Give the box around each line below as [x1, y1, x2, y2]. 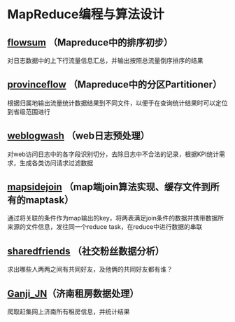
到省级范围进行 [7, 107, 50, 115]
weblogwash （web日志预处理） [7, 130, 150, 142]
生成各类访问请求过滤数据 [19, 158, 93, 167]
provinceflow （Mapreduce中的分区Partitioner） [7, 78, 222, 91]
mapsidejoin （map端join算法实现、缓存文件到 [7, 181, 211, 193]
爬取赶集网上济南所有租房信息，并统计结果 [7, 307, 130, 316]
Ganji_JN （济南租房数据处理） [7, 288, 139, 300]
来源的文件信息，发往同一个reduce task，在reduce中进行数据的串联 [7, 223, 203, 231]
